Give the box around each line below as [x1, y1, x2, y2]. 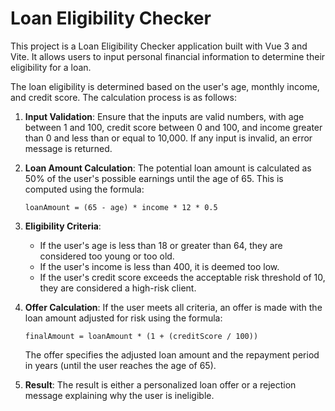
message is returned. [24, 142, 113, 154]
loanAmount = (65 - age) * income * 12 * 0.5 [24, 202, 218, 212]
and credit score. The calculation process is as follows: [10, 91, 237, 103]
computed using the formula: [24, 183, 145, 195]
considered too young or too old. [39, 250, 175, 262]
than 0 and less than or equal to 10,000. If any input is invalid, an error [24, 132, 313, 144]
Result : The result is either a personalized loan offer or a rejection [24, 378, 297, 391]
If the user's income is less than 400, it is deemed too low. [39, 260, 280, 272]
